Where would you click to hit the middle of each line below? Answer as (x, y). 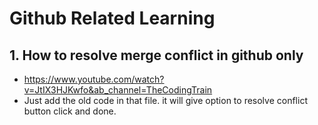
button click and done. (70, 111)
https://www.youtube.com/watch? (94, 79)
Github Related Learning (112, 18)
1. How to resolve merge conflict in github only (156, 55)
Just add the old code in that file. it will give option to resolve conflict (165, 100)
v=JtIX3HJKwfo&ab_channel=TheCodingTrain (118, 90)
